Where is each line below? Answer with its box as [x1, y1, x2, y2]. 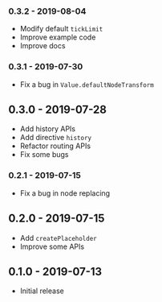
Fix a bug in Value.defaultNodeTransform [19, 79, 154, 89]
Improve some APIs [19, 242, 85, 251]
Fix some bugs [19, 150, 70, 159]
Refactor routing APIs [19, 141, 91, 151]
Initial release [19, 286, 64, 296]
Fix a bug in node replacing [19, 188, 111, 198]
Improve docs [19, 41, 66, 51]
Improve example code [19, 32, 96, 42]
